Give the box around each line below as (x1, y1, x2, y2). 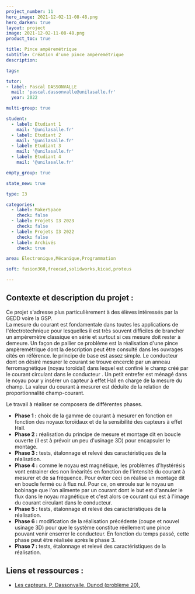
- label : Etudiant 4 (11, 154, 61, 160)
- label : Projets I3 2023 (11, 218, 75, 224)
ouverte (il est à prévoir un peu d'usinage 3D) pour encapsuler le (14, 437, 170, 444)
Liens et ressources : (6, 566, 83, 576)
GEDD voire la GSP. (6, 314, 53, 322)
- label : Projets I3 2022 (11, 229, 75, 235)
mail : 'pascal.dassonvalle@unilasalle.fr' (11, 89, 116, 95)
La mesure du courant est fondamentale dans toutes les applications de (6, 321, 179, 328)
